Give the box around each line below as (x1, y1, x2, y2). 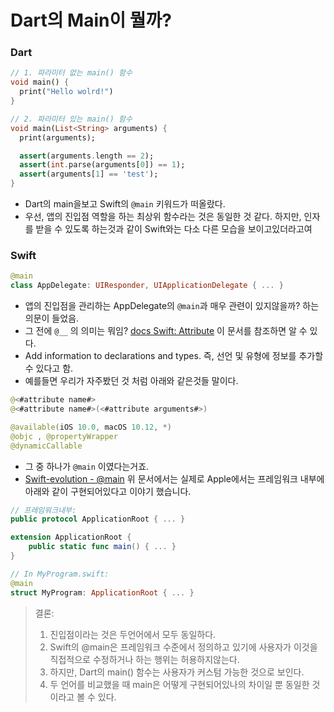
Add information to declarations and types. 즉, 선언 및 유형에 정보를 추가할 (24, 350, 324, 362)
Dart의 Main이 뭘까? (10, 9, 173, 32)
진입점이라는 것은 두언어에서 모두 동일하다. (49, 628, 217, 640)
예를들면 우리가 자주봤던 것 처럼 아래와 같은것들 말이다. (24, 375, 239, 387)
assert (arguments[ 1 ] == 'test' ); (19, 169, 159, 180)
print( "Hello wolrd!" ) (19, 87, 114, 97)
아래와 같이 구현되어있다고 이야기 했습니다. (24, 485, 192, 497)
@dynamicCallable (10, 441, 83, 451)
